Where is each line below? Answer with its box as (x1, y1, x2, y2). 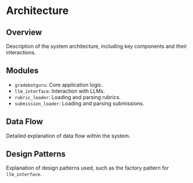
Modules (6, 66, 39, 76)
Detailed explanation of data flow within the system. (6, 132, 131, 139)
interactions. (6, 49, 36, 56)
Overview (6, 27, 43, 37)
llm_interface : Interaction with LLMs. (14, 87, 105, 94)
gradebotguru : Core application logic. (14, 81, 103, 88)
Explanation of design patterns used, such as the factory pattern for (6, 164, 169, 171)
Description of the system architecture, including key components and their (6, 43, 188, 50)
